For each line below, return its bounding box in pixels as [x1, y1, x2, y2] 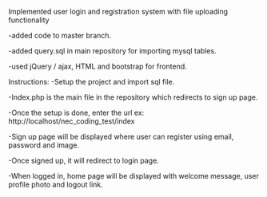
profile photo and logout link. [8, 179, 104, 189]
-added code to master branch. [8, 31, 112, 40]
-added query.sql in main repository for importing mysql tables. [8, 46, 217, 55]
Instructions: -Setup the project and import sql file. [8, 77, 175, 86]
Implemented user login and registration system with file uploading [8, 7, 229, 16]
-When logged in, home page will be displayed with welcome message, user [8, 171, 260, 180]
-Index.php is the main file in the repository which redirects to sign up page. [8, 93, 258, 102]
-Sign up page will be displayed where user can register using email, [8, 132, 234, 141]
